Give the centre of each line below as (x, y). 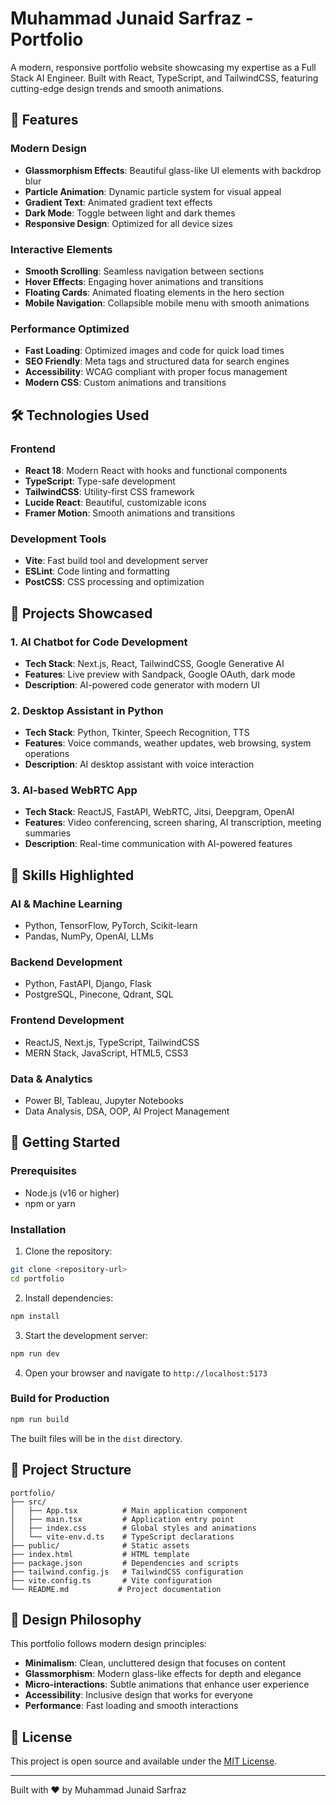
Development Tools (58, 539)
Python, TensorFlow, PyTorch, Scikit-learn (111, 926)
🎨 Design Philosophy (76, 1619)
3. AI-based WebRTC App (74, 790)
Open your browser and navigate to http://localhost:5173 (146, 1373)
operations (47, 754)
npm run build (40, 1419)
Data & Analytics (51, 1079)
